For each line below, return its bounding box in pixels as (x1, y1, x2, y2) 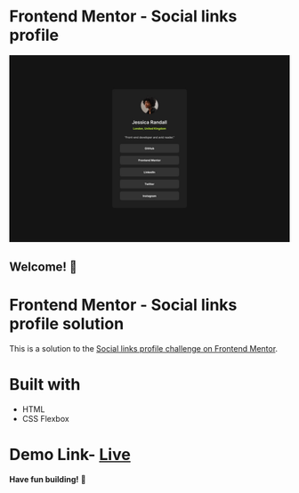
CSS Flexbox (21, 413, 69, 424)
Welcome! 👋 (9, 260, 77, 274)
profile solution (9, 314, 125, 335)
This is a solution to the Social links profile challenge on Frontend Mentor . (9, 343, 279, 353)
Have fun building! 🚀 (9, 473, 86, 484)
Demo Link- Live (9, 445, 131, 465)
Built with (9, 375, 81, 395)
